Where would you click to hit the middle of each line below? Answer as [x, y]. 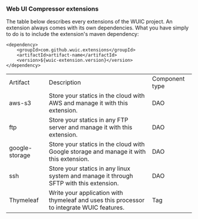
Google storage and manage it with [98, 152]
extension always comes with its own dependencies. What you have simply [98, 28]
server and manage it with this [91, 127]
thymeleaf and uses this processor [97, 200]
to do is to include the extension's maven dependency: [73, 34]
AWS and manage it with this [89, 103]
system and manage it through [91, 176]
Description [65, 82]
